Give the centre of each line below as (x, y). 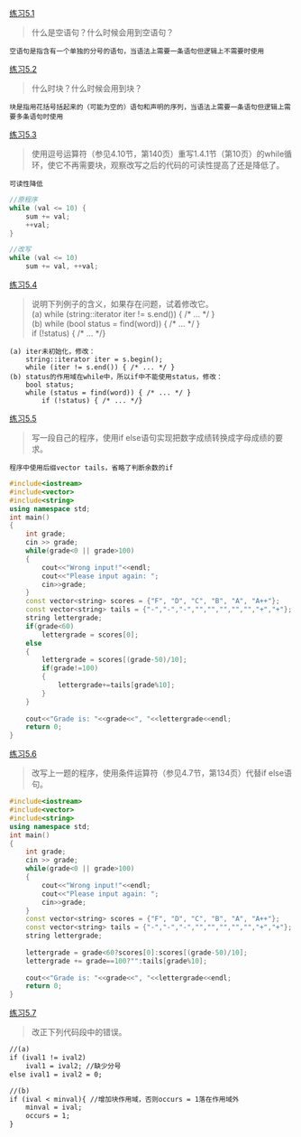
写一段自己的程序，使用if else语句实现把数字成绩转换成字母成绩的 (153, 438)
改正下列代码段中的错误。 (79, 1032)
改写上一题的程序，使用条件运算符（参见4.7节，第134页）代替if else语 (162, 773)
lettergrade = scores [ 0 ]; (91, 635)
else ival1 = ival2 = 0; (56, 1074)
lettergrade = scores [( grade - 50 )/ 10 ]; (114, 660)
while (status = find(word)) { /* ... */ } (109, 393)
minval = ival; (54, 1108)
